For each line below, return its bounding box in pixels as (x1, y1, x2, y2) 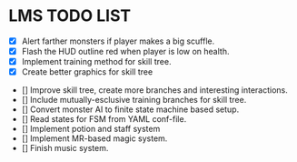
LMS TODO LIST (8, 5, 132, 26)
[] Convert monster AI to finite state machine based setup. (21, 104, 240, 115)
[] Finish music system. (21, 143, 109, 154)
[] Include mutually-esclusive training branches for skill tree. (21, 95, 247, 106)
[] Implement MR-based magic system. (21, 133, 168, 144)
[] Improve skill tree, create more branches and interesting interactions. (21, 85, 288, 96)
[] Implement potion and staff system (21, 124, 161, 135)
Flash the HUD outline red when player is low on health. (21, 46, 230, 56)
